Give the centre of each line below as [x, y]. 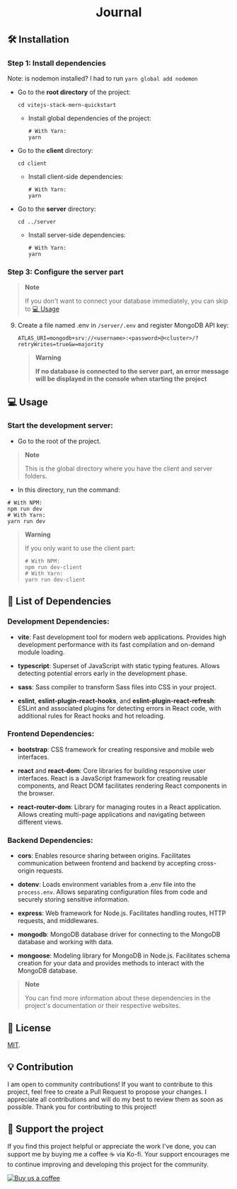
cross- [207, 863]
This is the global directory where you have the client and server [118, 469]
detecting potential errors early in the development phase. [102, 673]
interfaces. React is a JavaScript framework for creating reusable [112, 778]
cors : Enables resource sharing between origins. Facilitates [104, 856]
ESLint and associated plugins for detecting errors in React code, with [119, 708]
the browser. [36, 793]
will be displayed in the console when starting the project [121, 379]
